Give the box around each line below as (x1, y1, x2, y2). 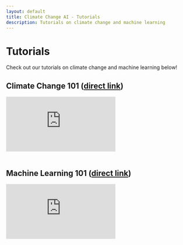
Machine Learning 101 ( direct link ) (6, 168, 132, 178)
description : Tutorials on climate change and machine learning (6, 19, 166, 25)
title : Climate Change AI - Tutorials (6, 14, 100, 20)
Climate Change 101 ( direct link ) (6, 81, 124, 91)
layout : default (6, 8, 45, 15)
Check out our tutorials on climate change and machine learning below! (6, 64, 178, 71)
